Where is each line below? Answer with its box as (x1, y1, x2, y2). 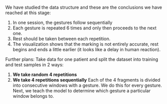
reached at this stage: (5, 10, 51, 16)
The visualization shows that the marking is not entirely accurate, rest (12, 41, 159, 47)
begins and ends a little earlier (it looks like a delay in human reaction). (12, 47, 161, 52)
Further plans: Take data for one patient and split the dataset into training (5, 56, 159, 62)
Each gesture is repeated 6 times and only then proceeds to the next (12, 25, 157, 31)
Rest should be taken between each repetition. (12, 36, 111, 42)
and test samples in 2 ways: (5, 62, 64, 67)
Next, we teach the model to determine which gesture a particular (12, 88, 151, 93)
